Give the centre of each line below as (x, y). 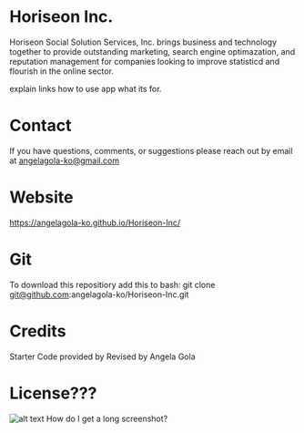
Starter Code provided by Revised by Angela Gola (102, 356)
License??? (53, 393)
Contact (41, 126)
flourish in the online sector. (61, 71)
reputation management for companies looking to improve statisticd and (145, 61)
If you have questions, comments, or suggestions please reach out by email (151, 150)
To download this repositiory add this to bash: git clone (112, 284)
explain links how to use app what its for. (86, 88)
